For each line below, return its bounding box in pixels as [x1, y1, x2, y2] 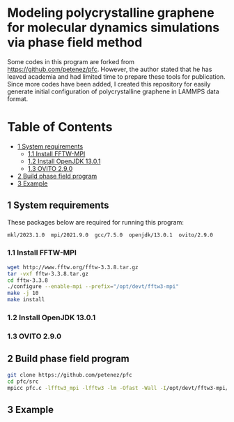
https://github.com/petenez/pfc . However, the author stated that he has [7, 65, 212, 73]
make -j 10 [7, 289, 39, 297]
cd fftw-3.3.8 [7, 277, 49, 284]
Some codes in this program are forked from [7, 57, 134, 66]
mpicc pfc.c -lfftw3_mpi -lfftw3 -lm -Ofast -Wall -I [7, 384, 167, 391]
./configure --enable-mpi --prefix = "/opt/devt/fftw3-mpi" [7, 283, 179, 290]
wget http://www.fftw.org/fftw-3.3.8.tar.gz [7, 264, 139, 271]
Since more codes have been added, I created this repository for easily [7, 80, 211, 88]
